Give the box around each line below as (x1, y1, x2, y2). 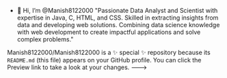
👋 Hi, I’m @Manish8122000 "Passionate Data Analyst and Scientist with (16, 7, 218, 14)
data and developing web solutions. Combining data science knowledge (16, 21, 220, 28)
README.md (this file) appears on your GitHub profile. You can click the (7, 56, 202, 64)
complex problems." (16, 35, 74, 43)
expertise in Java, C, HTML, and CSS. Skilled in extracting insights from (16, 14, 219, 22)
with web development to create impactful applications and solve (16, 28, 201, 36)
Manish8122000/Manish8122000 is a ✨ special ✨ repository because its (7, 48, 211, 56)
